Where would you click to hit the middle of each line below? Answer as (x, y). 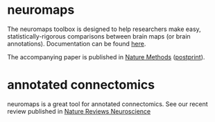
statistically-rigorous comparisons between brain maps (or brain (99, 36)
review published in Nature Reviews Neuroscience (79, 111)
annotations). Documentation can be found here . (77, 43)
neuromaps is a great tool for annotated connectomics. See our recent (108, 104)
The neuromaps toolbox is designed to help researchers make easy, (104, 29)
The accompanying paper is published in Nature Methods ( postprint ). (106, 57)
